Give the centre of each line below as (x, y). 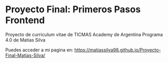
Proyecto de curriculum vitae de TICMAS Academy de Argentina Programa (84, 34)
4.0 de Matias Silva (25, 40)
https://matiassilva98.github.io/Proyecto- (118, 50)
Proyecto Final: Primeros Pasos (73, 9)
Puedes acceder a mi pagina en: (39, 50)
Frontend (25, 20)
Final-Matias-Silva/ (25, 55)
